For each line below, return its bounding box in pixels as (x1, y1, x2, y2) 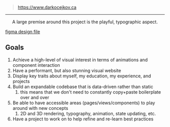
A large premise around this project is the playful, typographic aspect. (12, 19, 158, 25)
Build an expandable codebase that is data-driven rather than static (12, 83, 153, 90)
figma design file (5, 29, 40, 34)
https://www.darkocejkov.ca (17, 5, 77, 10)
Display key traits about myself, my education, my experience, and (12, 73, 151, 79)
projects (12, 78, 30, 84)
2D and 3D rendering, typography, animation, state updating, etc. (20, 110, 156, 116)
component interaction (12, 62, 60, 68)
